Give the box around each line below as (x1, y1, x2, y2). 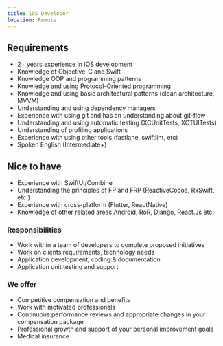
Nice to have (7, 160, 62, 172)
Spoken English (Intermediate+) (16, 140, 107, 149)
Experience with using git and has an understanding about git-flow (16, 111, 206, 120)
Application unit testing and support (16, 263, 119, 271)
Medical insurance (16, 332, 70, 340)
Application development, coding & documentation (16, 255, 161, 263)
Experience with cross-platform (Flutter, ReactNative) (16, 201, 168, 209)
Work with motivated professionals (16, 303, 115, 311)
